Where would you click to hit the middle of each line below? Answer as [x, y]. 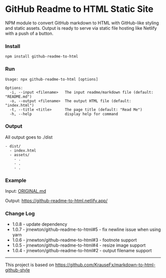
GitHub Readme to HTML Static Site [79, 9]
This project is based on [30, 265]
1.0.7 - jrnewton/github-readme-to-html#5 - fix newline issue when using [86, 229]
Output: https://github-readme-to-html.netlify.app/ [56, 201]
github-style [18, 270]
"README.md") [19, 97]
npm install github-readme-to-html [42, 56]
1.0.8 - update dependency [40, 224]
